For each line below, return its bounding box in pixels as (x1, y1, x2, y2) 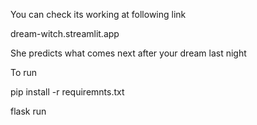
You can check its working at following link (10, 9, 187, 20)
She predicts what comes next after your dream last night (10, 47, 247, 59)
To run (10, 67, 38, 78)
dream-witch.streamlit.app (10, 28, 120, 39)
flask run (10, 105, 47, 117)
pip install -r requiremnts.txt (10, 86, 125, 98)
